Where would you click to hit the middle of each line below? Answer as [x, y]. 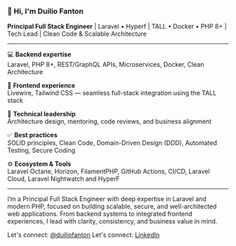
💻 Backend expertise [39, 55]
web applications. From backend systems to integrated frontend [100, 214]
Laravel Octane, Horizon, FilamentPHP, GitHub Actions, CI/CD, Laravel [109, 172]
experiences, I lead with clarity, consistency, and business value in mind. [112, 221]
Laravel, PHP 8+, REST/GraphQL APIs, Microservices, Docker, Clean [106, 64]
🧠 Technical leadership [41, 114]
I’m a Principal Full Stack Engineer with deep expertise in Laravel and [107, 199]
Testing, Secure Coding [41, 151]
